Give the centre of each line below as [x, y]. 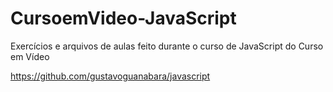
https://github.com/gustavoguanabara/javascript [110, 76]
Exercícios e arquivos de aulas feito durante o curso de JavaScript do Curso [167, 46]
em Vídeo [30, 56]
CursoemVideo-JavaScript [123, 18]
